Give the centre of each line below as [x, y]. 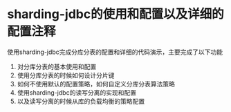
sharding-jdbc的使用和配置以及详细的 [115, 14]
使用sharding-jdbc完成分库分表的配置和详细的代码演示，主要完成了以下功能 [115, 52]
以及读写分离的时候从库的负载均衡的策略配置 [81, 101]
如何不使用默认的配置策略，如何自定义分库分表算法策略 [96, 84]
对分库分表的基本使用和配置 [57, 66]
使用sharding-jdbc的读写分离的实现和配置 [77, 92]
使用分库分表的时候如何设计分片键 [66, 75]
